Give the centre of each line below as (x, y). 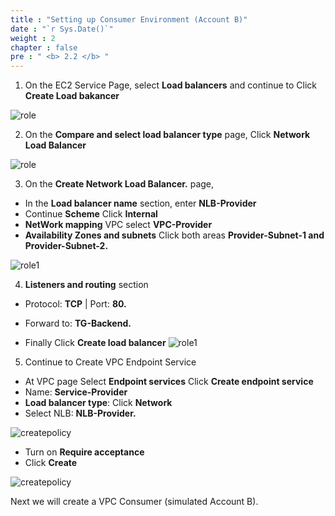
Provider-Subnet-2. (66, 246)
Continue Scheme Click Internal (91, 214)
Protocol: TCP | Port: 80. (75, 304)
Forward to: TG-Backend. (78, 323)
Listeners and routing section (86, 285)
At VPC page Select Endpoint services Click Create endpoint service (169, 382)
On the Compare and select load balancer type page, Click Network (167, 135)
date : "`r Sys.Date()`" (62, 29)
